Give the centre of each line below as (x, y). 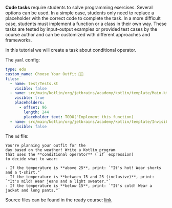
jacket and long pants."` (33, 191)
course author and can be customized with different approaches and (78, 35)
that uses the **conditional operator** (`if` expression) (70, 155)
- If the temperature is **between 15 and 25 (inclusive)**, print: (80, 177)
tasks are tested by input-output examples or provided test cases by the (81, 29)
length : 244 (37, 112)
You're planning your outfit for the (46, 145)
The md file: (17, 136)
